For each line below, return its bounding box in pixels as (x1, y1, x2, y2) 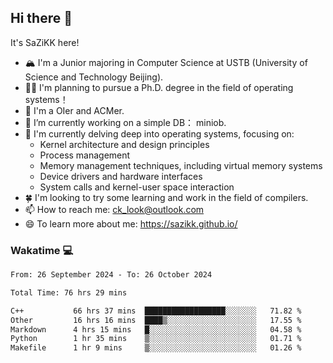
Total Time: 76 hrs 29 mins (10, 287, 128, 298)
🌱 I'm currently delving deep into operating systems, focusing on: (24, 127, 295, 140)
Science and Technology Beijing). (24, 71, 164, 83)
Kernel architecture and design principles (39, 138, 210, 150)
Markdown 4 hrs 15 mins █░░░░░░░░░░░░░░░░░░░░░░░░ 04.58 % (10, 324, 302, 335)
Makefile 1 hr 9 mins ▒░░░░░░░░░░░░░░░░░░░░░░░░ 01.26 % (10, 343, 302, 353)
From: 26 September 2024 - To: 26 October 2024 (10, 270, 213, 280)
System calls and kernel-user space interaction (39, 181, 235, 193)
